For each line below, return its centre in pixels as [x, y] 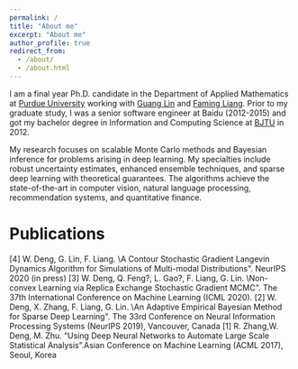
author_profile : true [50, 43]
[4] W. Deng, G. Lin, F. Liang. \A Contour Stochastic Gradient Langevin [140, 259]
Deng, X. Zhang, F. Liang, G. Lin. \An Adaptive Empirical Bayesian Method [146, 307]
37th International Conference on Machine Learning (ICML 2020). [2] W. [143, 297]
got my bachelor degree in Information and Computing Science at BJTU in [147, 122]
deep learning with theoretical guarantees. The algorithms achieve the [140, 178]
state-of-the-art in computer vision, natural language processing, [131, 188]
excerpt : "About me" [48, 34]
